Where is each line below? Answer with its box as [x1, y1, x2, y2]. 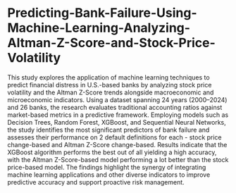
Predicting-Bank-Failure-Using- [7, 5, 197, 21]
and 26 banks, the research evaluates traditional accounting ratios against [7, 103, 223, 111]
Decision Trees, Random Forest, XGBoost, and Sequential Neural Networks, [7, 118, 227, 126]
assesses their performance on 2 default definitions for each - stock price [7, 132, 222, 142]
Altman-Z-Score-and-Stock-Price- [7, 35, 216, 51]
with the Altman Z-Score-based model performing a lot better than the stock [7, 155, 229, 163]
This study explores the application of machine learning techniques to [7, 73, 210, 82]
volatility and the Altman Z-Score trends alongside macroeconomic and [7, 88, 214, 96]
